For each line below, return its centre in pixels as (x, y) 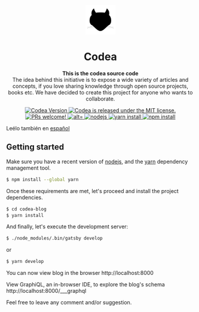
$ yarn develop (25, 262)
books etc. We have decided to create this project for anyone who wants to (100, 92)
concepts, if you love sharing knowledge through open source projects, (100, 86)
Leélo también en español (38, 128)
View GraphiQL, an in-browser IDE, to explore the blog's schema (86, 285)
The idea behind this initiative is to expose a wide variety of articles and (100, 79)
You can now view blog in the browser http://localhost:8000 (80, 273)
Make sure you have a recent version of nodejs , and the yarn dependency (97, 161)
